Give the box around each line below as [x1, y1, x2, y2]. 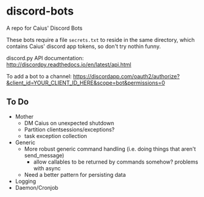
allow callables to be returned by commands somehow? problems [33, 158, 199, 165]
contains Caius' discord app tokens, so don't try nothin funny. [6, 43, 161, 50]
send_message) [24, 151, 65, 159]
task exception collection [24, 132, 87, 139]
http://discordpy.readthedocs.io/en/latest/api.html [6, 61, 132, 68]
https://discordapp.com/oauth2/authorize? [72, 72, 180, 80]
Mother [15, 112, 34, 120]
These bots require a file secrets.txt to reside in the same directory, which [6, 36, 195, 43]
